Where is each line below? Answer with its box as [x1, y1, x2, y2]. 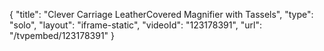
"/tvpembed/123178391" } [9, 30, 116, 41]
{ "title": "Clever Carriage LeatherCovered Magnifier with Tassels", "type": [9, 9, 314, 20]
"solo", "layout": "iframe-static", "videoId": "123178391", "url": [9, 19, 263, 31]
